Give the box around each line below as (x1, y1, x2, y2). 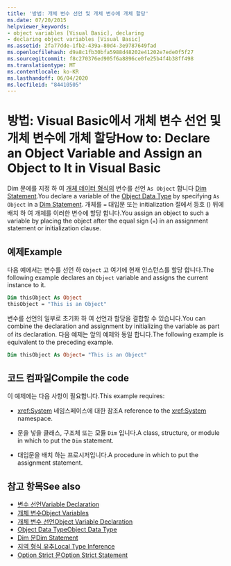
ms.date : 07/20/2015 (7, 17, 67, 24)
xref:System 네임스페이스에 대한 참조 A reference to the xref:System (17, 406, 207, 415)
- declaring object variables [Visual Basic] (7, 36, 141, 43)
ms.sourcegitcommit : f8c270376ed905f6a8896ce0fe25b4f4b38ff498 (7, 55, 194, 62)
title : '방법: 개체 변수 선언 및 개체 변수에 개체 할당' (7, 10, 149, 17)
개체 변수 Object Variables (17, 509, 89, 517)
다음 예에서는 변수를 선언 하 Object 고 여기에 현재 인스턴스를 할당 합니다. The (7, 266, 214, 274)
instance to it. (7, 281, 46, 289)
